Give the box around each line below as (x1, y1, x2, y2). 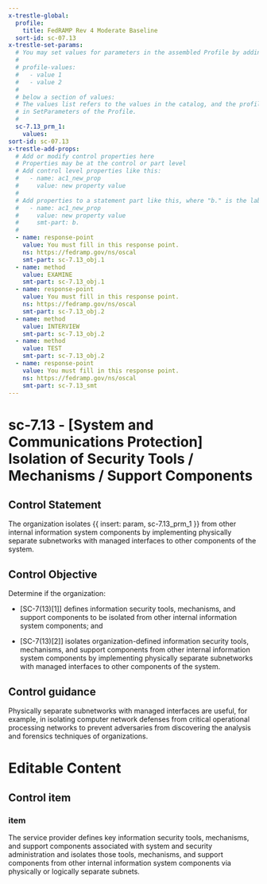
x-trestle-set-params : (8, 41, 83, 49)
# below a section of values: (15, 93, 115, 101)
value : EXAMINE (22, 271, 73, 278)
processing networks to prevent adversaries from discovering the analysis (8, 723, 252, 732)
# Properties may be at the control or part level (15, 160, 187, 168)
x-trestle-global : (8, 11, 69, 20)
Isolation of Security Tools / (8, 450, 194, 468)
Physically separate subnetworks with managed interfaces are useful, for (8, 706, 248, 715)
